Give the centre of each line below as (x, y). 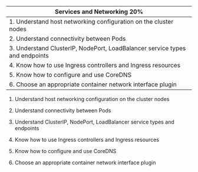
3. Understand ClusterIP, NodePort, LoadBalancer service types (98, 48)
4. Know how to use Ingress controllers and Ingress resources (95, 65)
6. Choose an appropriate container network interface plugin (93, 84)
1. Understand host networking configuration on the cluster (91, 22)
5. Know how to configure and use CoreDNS (70, 75)
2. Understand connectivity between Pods (67, 39)
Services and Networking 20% (99, 12)
